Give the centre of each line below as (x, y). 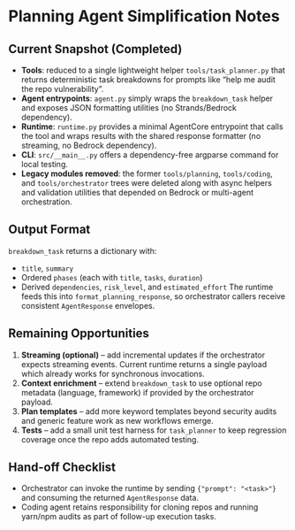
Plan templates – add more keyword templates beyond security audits (149, 411)
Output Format (49, 230)
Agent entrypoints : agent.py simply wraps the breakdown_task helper (147, 98)
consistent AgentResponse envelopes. (88, 305)
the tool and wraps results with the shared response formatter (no (141, 136)
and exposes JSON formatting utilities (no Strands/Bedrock (129, 108)
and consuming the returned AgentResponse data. (110, 498)
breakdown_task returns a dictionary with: (83, 250)
